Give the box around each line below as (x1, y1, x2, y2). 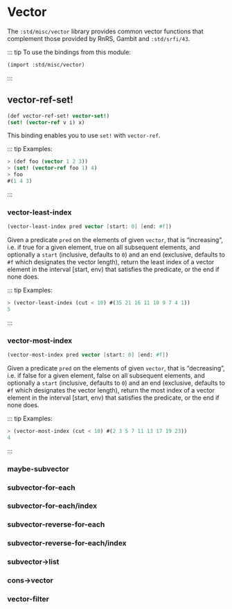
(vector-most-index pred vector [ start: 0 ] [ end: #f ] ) (7, 352, 169, 359)
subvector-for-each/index (7, 501, 98, 511)
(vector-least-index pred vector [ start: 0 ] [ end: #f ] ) (7, 223, 172, 230)
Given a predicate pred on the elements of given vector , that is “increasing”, (7, 236, 224, 244)
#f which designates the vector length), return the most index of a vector (7, 386, 215, 394)
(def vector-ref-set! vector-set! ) (7, 112, 110, 119)
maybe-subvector (7, 464, 69, 474)
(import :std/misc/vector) (7, 61, 85, 68)
